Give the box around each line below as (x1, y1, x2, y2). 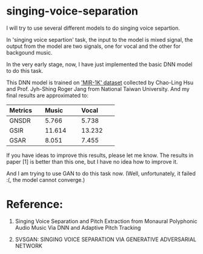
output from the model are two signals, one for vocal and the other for (6, 42, 181, 50)
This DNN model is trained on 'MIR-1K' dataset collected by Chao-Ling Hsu (6, 79, 194, 86)
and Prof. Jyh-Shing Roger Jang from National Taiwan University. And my (6, 85, 190, 92)
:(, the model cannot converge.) (6, 176, 85, 183)
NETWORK (15, 242, 42, 249)
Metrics (9, 106, 32, 115)
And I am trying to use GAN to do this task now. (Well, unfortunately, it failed (6, 170, 196, 177)
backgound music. (6, 48, 53, 56)
